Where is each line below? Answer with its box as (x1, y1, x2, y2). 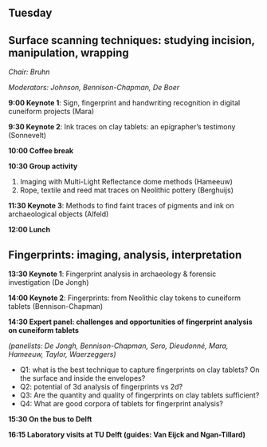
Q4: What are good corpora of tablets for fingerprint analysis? (19, 399, 223, 409)
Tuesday (8, 6, 53, 20)
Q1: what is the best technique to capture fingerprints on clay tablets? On (19, 365, 260, 374)
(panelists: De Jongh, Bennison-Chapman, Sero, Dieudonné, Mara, (8, 341, 229, 350)
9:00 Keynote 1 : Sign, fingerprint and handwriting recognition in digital (8, 98, 241, 108)
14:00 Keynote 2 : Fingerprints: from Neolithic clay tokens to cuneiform (8, 293, 241, 303)
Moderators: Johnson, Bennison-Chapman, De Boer (8, 83, 180, 93)
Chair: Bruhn (8, 67, 50, 77)
